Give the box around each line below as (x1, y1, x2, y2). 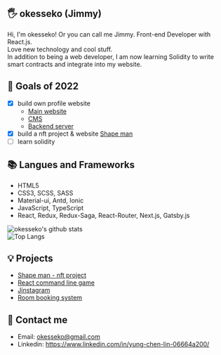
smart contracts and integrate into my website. (7, 60, 142, 68)
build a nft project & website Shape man (17, 129, 133, 138)
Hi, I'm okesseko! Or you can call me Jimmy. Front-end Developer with (7, 30, 211, 39)
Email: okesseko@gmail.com (17, 333, 100, 341)
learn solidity (17, 137, 55, 146)
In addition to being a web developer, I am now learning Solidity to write (7, 52, 214, 60)
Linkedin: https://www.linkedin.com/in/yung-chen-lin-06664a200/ (17, 340, 210, 349)
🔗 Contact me (7, 314, 68, 325)
